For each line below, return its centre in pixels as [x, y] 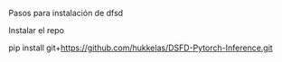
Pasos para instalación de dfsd [66, 13]
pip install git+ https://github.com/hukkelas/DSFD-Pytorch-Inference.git [141, 48]
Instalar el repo [37, 30]
